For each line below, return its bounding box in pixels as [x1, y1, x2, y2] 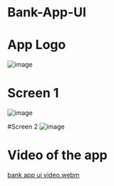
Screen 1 [7, 85, 59, 102]
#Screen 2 [7, 122, 38, 131]
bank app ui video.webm [7, 171, 80, 179]
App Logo [7, 37, 66, 53]
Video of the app [7, 147, 108, 163]
